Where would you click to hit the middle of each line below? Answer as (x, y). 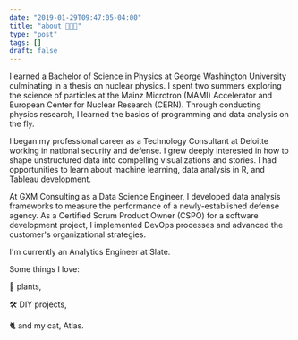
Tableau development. (51, 179)
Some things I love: (45, 269)
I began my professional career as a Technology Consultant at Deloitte (139, 141)
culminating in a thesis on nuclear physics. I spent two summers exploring (145, 86)
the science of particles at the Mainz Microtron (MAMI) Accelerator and (141, 96)
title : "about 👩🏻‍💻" (46, 26)
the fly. (22, 124)
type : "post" (34, 34)
